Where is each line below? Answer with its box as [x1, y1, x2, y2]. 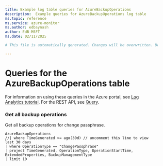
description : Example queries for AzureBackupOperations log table [5, 12, 147, 16]
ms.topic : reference [5, 16, 47, 21]
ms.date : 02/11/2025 [5, 34, 47, 39]
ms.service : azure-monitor [5, 20, 60, 26]
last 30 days [5, 139, 32, 145]
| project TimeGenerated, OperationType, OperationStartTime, [5, 148, 133, 153]
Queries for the [5, 68, 67, 79]
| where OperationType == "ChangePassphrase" [5, 144, 98, 149]
